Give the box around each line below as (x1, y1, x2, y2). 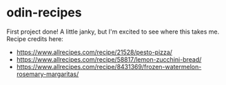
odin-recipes (6, 5, 82, 21)
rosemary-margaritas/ (16, 70, 79, 78)
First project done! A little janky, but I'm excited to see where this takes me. (6, 27, 220, 36)
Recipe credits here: (6, 34, 63, 42)
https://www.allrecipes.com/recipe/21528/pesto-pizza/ (16, 48, 173, 56)
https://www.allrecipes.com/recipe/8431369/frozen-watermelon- (16, 62, 202, 71)
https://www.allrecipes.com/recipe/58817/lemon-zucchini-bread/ (16, 55, 202, 63)
